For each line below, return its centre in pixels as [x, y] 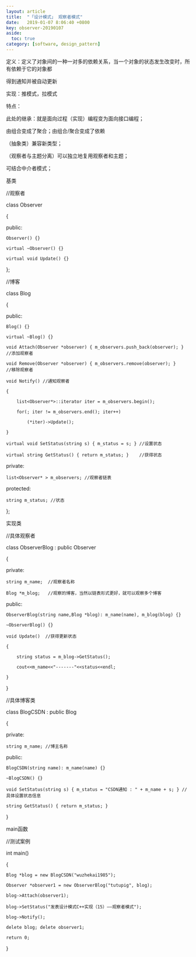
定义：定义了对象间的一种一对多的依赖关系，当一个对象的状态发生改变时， [95, 61]
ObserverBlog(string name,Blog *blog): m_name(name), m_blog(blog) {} [94, 615]
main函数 [17, 829]
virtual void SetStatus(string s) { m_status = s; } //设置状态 [84, 443]
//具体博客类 [21, 700]
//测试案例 [18, 841]
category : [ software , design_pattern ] [53, 44]
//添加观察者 [20, 353]
